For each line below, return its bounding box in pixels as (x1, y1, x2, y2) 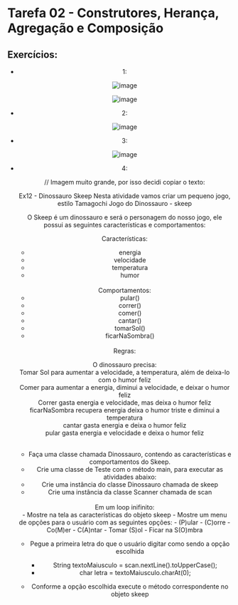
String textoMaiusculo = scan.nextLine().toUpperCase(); (53, 561, 218, 569)
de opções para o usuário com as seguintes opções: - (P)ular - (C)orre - (18, 518, 231, 527)
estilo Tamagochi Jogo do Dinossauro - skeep (57, 200, 193, 207)
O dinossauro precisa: (92, 361, 157, 368)
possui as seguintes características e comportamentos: (43, 221, 206, 229)
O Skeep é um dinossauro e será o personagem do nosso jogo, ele (27, 213, 222, 222)
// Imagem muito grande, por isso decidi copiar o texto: (43, 178, 205, 186)
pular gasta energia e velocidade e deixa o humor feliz (45, 429, 205, 437)
